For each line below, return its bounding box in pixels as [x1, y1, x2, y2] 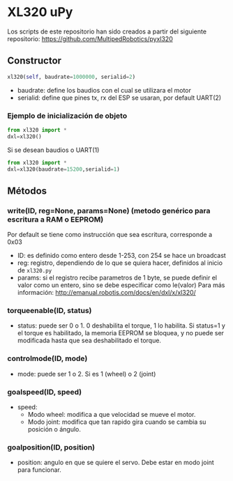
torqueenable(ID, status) [7, 306, 92, 316]
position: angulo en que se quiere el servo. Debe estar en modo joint [17, 458, 214, 467]
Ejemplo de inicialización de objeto [7, 111, 128, 121]
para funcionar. [17, 466, 61, 474]
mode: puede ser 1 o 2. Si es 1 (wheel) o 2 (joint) [17, 369, 156, 378]
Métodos [7, 185, 47, 197]
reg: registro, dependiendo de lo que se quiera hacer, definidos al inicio [17, 259, 223, 267]
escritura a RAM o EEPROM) [7, 214, 104, 224]
